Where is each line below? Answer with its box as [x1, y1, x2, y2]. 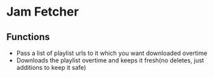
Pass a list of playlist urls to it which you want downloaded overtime [16, 49, 208, 57]
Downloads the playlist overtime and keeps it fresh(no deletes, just [16, 56, 204, 64]
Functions [6, 31, 51, 43]
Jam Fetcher [6, 4, 79, 20]
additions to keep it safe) [16, 64, 87, 71]
